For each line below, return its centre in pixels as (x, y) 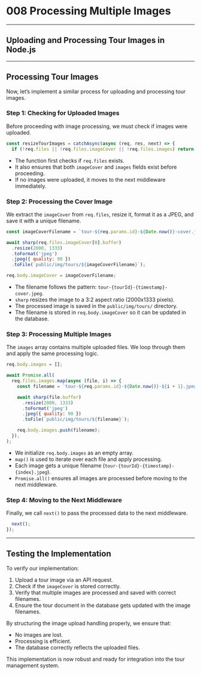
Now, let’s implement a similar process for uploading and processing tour (96, 91)
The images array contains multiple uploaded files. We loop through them (96, 347)
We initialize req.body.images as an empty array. (74, 453)
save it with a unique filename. (44, 221)
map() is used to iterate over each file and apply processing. (89, 459)
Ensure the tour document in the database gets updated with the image (103, 605)
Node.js (21, 50)
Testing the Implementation (59, 554)
